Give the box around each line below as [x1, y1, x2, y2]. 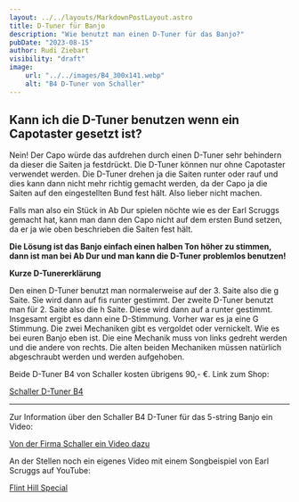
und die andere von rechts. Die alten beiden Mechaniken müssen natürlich [9, 342, 282, 353]
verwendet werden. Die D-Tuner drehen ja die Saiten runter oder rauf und [9, 169, 279, 179]
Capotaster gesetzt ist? [9, 127, 142, 142]
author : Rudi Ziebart [9, 46, 90, 55]
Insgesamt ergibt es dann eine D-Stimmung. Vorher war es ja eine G [9, 314, 259, 325]
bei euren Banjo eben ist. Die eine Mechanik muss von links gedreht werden [9, 333, 287, 343]
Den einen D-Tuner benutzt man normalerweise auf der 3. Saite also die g [9, 285, 279, 296]
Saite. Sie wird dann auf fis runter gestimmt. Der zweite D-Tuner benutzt [9, 295, 274, 306]
